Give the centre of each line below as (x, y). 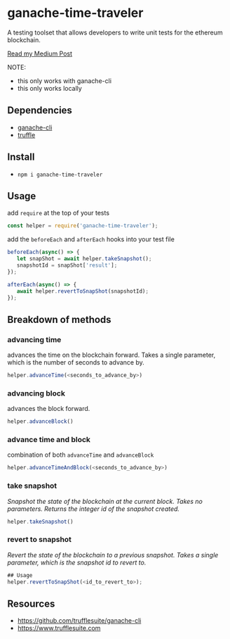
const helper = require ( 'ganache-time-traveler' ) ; (83, 226)
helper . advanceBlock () (40, 422)
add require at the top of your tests (59, 213)
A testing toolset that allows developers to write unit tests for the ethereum (115, 32)
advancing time (34, 339)
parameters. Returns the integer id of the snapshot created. (94, 509)
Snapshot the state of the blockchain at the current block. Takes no (105, 501)
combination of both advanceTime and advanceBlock (81, 455)
